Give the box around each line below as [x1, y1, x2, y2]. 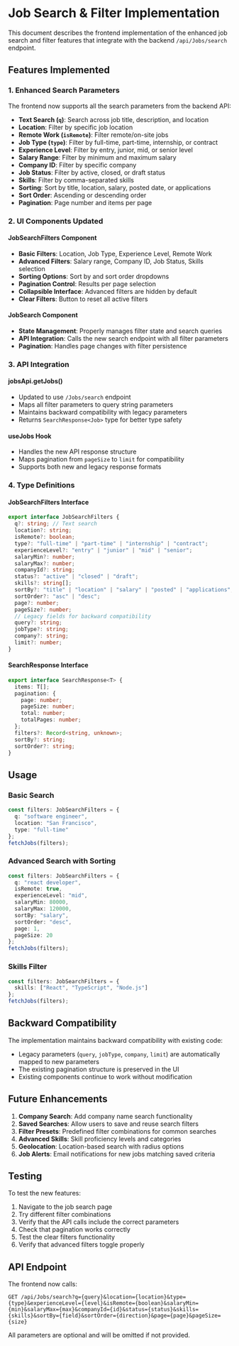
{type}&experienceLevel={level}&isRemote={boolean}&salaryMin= [8, 1300, 199, 1307]
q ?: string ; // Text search [14, 520, 98, 527]
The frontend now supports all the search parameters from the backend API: [8, 102, 231, 110]
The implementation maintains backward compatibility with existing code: [8, 1036, 223, 1044]
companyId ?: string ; [14, 567, 75, 574]
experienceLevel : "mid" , [14, 892, 88, 899]
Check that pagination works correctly [18, 1225, 130, 1234]
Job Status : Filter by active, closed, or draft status [18, 168, 166, 177]
